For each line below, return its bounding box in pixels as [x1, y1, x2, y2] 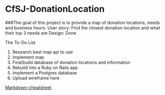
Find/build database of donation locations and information [12, 59, 131, 65]
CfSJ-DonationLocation [5, 3, 105, 15]
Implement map [12, 54, 44, 60]
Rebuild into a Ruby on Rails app [12, 65, 78, 71]
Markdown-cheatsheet [5, 84, 52, 90]
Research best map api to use [12, 49, 73, 55]
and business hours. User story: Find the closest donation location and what [5, 24, 161, 30]
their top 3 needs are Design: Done [5, 30, 77, 36]
